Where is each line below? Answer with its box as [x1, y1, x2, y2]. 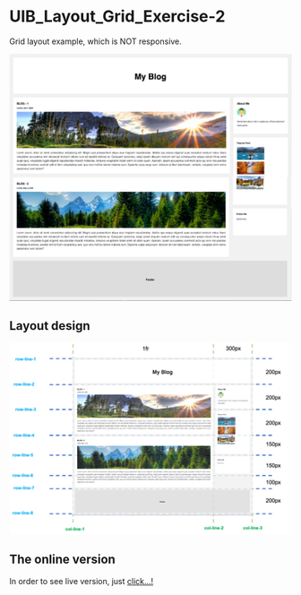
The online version [9, 552, 116, 567]
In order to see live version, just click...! [9, 575, 154, 586]
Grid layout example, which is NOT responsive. [9, 36, 182, 47]
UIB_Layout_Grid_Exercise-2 [9, 6, 226, 27]
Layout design [9, 318, 91, 333]
